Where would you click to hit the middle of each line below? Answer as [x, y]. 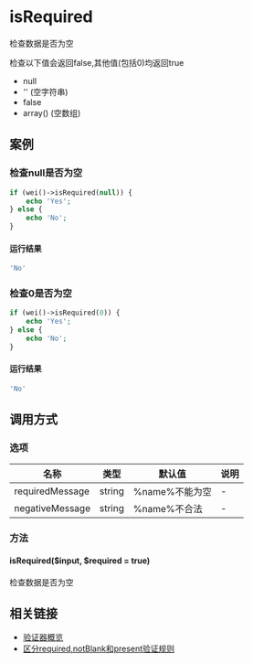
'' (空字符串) [45, 91]
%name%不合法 [168, 508]
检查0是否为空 [41, 293]
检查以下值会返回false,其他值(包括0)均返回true [97, 62]
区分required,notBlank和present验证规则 [99, 649]
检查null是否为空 [46, 173]
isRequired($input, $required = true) [80, 561]
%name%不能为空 [172, 491]
